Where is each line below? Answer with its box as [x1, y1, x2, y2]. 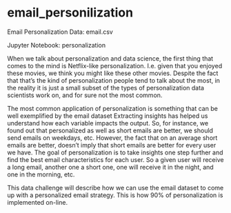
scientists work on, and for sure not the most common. [7, 91, 163, 99]
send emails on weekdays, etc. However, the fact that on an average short [7, 133, 218, 142]
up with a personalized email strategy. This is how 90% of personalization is [7, 191, 223, 199]
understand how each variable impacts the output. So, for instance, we [7, 119, 209, 127]
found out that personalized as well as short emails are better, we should [7, 126, 214, 134]
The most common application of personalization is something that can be [7, 104, 219, 112]
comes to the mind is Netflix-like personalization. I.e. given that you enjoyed [7, 61, 223, 70]
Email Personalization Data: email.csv [7, 28, 114, 36]
